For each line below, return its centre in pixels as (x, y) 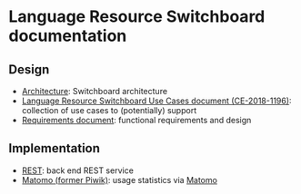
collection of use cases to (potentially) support (109, 110)
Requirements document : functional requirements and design (136, 120)
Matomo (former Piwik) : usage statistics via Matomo (119, 179)
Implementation (55, 148)
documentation (68, 36)
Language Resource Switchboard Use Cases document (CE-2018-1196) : (156, 101)
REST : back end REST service (77, 170)
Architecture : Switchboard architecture (95, 91)
